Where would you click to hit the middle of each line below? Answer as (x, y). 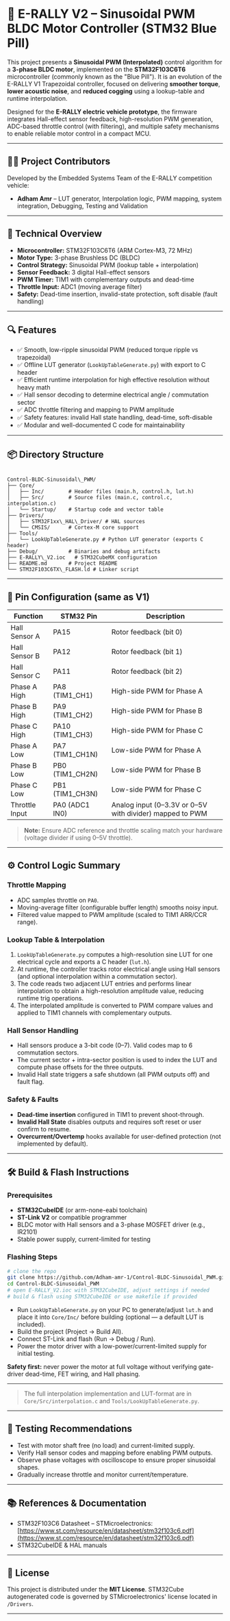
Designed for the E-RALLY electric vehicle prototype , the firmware (102, 112)
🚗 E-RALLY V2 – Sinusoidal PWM (101, 14)
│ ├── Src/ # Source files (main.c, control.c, (90, 498)
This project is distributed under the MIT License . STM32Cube (95, 1589)
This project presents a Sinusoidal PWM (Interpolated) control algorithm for (115, 62)
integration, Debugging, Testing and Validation (82, 205)
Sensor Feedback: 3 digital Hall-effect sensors (84, 272)
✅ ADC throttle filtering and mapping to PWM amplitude (95, 410)
